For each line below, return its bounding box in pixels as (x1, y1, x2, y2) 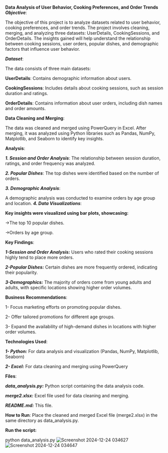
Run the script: (5, 427, 37, 433)
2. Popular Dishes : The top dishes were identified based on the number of (5, 170, 159, 176)
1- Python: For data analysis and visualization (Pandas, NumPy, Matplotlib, (5, 348, 159, 354)
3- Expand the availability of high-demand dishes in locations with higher (5, 324, 156, 329)
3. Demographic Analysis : (5, 186, 61, 191)
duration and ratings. (5, 90, 49, 96)
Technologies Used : (5, 339, 48, 344)
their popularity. (5, 269, 38, 276)
